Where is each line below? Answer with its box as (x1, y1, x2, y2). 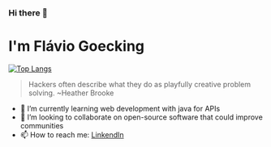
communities (19, 120, 64, 130)
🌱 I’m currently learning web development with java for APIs (19, 103, 221, 113)
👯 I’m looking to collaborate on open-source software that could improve (19, 112, 264, 122)
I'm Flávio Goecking (8, 37, 144, 56)
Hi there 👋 (8, 7, 49, 19)
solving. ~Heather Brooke (28, 88, 114, 98)
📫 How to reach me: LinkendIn (19, 129, 124, 140)
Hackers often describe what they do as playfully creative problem (28, 79, 252, 89)
